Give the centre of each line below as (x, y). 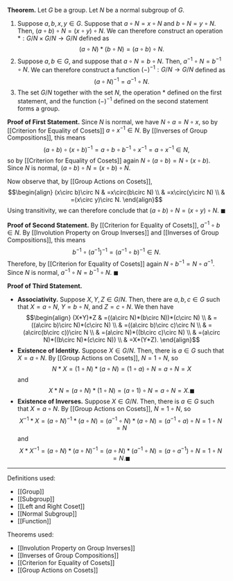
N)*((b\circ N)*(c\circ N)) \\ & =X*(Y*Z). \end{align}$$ (122, 339)
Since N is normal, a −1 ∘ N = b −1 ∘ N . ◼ (63, 271)
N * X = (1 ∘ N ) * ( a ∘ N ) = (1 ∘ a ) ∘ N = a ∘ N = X (122, 369)
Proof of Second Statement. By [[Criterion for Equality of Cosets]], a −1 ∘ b (114, 224)
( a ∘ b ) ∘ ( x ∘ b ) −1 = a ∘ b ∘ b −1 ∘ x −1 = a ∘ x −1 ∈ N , (116, 149)
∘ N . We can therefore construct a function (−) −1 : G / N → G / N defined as (121, 69)
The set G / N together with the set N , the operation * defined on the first (119, 92)
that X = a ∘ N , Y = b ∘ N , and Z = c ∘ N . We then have (95, 306)
